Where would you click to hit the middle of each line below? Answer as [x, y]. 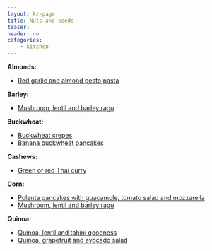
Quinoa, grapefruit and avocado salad [73, 240]
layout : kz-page [31, 14]
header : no [23, 34]
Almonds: [22, 67]
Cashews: [22, 157]
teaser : [19, 27]
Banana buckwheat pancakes [60, 143]
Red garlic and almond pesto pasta [68, 81]
